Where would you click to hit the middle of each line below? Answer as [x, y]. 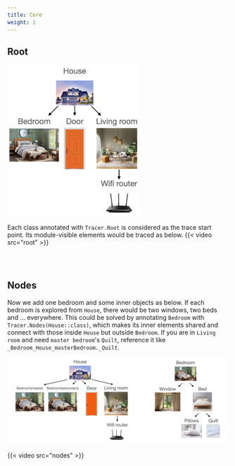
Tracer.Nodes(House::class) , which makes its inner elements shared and [113, 325]
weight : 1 [22, 22]
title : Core [25, 15]
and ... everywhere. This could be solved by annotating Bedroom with [106, 317]
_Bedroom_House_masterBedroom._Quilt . [63, 347]
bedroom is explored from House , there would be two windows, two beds [112, 310]
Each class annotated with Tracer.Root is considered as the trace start [109, 227]
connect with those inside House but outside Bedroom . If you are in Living [112, 332]
